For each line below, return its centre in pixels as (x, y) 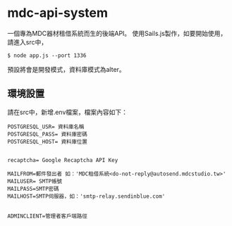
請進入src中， (28, 42)
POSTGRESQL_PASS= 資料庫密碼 (48, 134)
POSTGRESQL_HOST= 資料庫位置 (48, 142)
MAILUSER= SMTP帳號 (35, 181)
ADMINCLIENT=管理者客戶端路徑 (48, 216)
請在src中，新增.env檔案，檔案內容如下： (68, 112)
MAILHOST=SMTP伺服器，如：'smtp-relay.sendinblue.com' (86, 196)
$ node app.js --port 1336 (47, 55)
